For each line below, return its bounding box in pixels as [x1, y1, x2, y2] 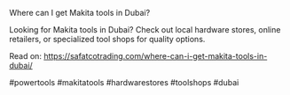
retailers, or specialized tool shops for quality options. [9, 34, 206, 44]
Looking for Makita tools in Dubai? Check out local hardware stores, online [9, 25, 281, 34]
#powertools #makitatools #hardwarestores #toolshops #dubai [9, 77, 239, 87]
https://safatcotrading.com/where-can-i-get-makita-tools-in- [43, 51, 268, 61]
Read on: [9, 51, 43, 61]
